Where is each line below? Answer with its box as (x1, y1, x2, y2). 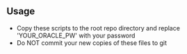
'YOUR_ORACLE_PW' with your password (16, 31, 136, 39)
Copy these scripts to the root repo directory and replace (16, 24, 180, 32)
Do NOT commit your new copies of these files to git (16, 38, 168, 47)
